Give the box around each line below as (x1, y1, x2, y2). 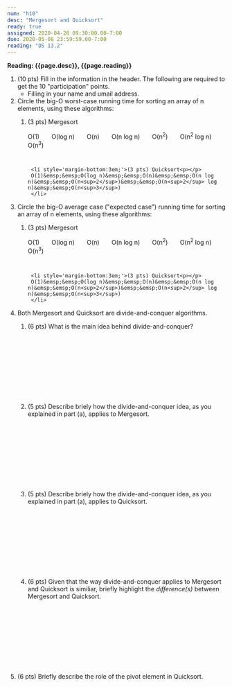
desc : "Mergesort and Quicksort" (7, 17, 104, 24)
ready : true (7, 23, 42, 30)
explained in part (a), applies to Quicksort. (27, 497, 148, 505)
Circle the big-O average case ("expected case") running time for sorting (17, 202, 226, 211)
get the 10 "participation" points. (17, 82, 110, 90)
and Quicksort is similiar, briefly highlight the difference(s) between (27, 584, 220, 593)
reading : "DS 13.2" (7, 42, 64, 49)
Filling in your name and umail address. (27, 89, 140, 98)
